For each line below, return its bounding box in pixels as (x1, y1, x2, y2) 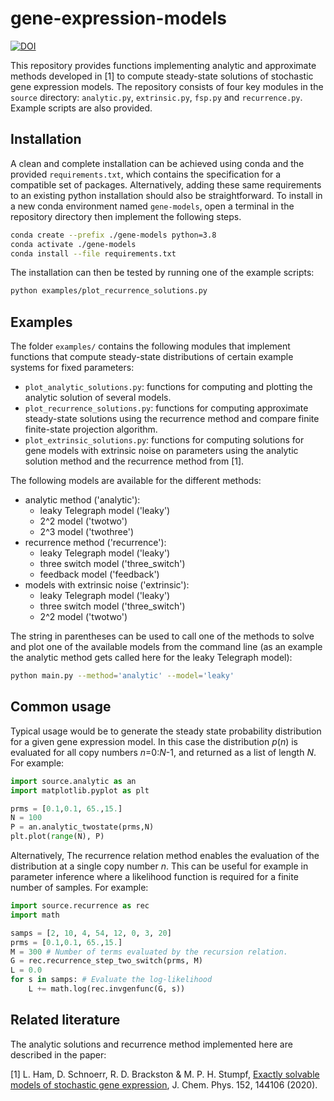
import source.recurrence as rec (10, 901, 150, 911)
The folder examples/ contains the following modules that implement (10, 340, 291, 352)
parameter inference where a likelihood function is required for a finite (10, 871, 299, 882)
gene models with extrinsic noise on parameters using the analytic (24, 445, 299, 457)
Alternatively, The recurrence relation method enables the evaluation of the (10, 850, 320, 861)
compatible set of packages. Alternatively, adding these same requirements (10, 178, 322, 191)
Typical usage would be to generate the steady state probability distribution (10, 725, 322, 737)
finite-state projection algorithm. (24, 423, 158, 436)
